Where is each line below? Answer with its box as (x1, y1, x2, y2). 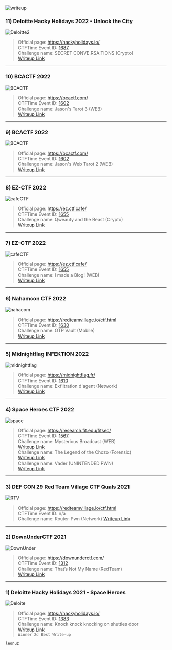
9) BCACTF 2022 (5, 129, 49, 136)
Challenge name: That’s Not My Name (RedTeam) (17, 565, 123, 572)
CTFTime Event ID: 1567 (17, 433, 69, 439)
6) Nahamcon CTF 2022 (5, 295, 67, 302)
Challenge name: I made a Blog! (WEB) (17, 272, 100, 278)
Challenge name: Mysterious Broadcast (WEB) (17, 438, 116, 445)
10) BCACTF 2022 (5, 73, 51, 80)
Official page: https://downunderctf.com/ (17, 555, 104, 561)
